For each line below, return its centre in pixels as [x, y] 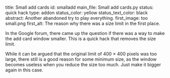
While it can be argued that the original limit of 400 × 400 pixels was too [81, 54]
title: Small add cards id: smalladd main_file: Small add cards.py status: [79, 7]
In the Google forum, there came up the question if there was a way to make [85, 33]
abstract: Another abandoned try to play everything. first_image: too [77, 18]
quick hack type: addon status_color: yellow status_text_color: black [77, 13]
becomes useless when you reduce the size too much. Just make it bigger [83, 65]
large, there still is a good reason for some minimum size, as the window [81, 59]
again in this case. [24, 70]
